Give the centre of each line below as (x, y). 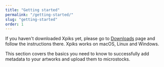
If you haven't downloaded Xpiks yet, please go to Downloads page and (80, 39)
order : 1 (14, 24)
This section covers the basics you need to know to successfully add (77, 54)
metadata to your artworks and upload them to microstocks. (68, 59)
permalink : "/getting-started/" (39, 15)
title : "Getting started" (32, 10)
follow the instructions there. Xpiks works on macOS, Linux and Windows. (82, 44)
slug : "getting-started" (31, 19)
